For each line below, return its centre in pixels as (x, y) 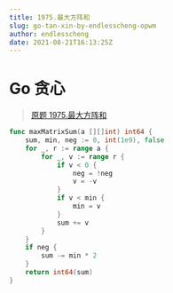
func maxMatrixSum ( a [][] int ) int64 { (81, 132)
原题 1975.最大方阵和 (69, 115)
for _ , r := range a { (67, 148)
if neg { (41, 248)
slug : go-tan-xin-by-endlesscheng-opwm (83, 26)
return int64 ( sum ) (59, 273)
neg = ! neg (93, 173)
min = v (86, 206)
